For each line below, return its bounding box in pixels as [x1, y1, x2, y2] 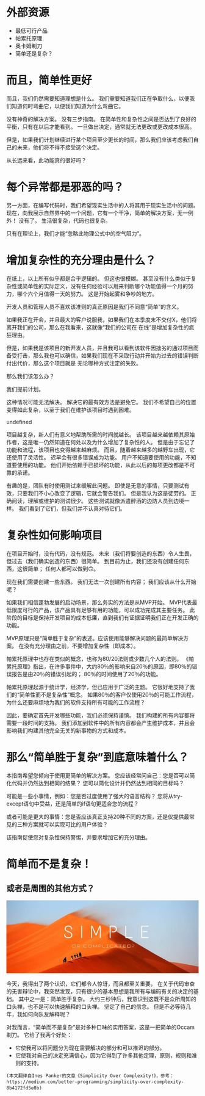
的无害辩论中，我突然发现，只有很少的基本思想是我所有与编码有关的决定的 [6, 988, 193, 995]
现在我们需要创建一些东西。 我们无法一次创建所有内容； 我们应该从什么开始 [6, 578, 196, 585]
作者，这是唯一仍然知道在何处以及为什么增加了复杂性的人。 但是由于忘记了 [6, 438, 195, 445]
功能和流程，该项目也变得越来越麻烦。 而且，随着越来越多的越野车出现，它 [6, 446, 195, 453]
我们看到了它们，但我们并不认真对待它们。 [18, 505, 126, 512]
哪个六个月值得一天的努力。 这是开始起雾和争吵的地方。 [16, 290, 157, 297]
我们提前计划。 [6, 385, 44, 392]
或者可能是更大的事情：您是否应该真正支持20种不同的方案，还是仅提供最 [6, 813, 190, 820]
